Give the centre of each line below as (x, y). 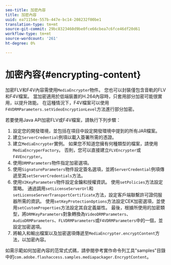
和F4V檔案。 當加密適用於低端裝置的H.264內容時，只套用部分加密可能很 (82, 96)
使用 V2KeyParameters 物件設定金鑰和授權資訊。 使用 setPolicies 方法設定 (88, 182)
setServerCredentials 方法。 (56, 175)
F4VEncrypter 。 (29, 156)
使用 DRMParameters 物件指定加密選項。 (52, 163)
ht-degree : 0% (20, 43)
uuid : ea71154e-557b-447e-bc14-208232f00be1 (53, 19)
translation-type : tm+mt (32, 24)
